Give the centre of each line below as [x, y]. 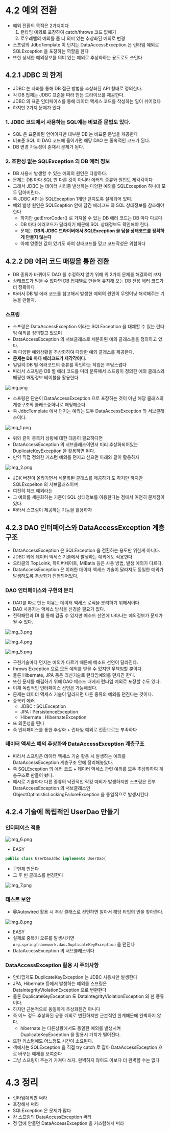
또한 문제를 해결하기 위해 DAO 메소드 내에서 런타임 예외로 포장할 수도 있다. [87, 681]
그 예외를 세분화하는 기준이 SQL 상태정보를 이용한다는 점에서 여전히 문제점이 [89, 497]
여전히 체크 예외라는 [32, 491]
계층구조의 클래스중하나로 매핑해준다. [50, 405]
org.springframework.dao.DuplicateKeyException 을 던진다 [74, 944]
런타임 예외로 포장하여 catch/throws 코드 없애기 [68, 32]
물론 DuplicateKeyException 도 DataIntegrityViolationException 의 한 [83, 996]
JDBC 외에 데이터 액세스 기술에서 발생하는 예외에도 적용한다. [73, 557]
